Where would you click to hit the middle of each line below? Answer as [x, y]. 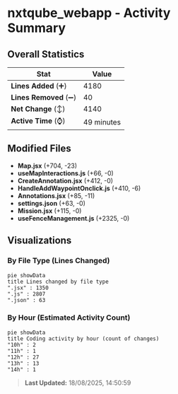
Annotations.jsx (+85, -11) [56, 195]
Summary [36, 28]
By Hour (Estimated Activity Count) [69, 318]
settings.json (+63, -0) [52, 203]
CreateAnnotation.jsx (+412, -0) [65, 180]
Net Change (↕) [38, 109]
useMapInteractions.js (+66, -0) [66, 173]
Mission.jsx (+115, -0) [49, 211]
